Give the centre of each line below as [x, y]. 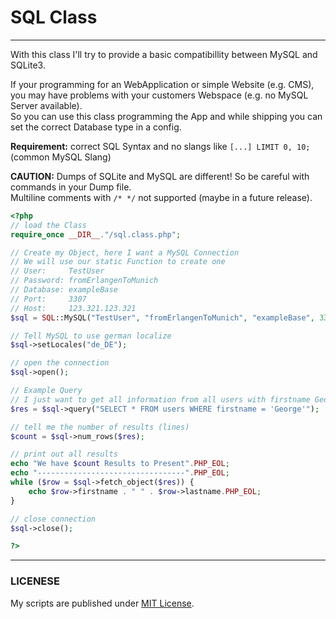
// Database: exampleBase [64, 290]
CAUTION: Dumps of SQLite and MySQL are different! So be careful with [160, 176]
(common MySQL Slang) [61, 157]
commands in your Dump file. [71, 187]
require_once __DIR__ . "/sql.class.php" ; [96, 234]
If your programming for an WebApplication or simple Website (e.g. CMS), [162, 84]
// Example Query [46, 391]
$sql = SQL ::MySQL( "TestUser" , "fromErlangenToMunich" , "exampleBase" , [162, 317]
